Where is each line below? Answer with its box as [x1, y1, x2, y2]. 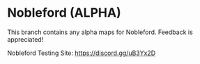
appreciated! [7, 35, 44, 43]
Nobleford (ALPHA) [7, 5, 121, 21]
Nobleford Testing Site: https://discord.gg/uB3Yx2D [7, 49, 156, 57]
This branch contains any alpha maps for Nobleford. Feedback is [7, 28, 193, 36]
